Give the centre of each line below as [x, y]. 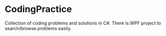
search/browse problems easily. [38, 28]
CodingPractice [38, 9]
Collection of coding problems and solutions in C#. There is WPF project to [83, 23]
